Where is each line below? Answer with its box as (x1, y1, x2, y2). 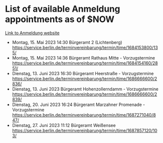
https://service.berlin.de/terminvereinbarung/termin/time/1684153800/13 (12, 44, 158, 50)
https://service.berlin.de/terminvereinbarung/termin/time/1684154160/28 (12, 60, 158, 66)
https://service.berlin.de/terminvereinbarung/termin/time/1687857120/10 (12, 127, 158, 133)
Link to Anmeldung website (5, 30, 60, 36)
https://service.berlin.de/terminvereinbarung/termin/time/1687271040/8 (12, 112, 156, 118)
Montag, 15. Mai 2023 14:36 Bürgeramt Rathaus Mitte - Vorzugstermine (12, 55, 155, 61)
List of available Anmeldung (5, 3, 120, 15)
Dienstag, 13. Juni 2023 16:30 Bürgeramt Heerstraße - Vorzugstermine (12, 70, 154, 76)
